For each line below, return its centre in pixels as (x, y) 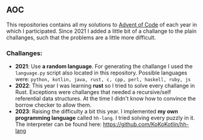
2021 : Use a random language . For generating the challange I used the (104, 67)
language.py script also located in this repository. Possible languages (101, 73)
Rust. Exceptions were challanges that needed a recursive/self (93, 92)
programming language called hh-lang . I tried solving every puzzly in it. (105, 118)
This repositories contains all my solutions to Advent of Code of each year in (102, 24)
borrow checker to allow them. (53, 105)
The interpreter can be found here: (58, 124)
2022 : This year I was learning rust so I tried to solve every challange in (105, 86)
